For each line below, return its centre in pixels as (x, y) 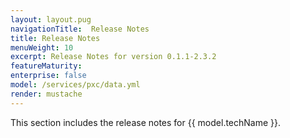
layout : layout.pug (51, 19)
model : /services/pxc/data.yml (75, 85)
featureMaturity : (46, 66)
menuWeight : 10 (42, 47)
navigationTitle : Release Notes (80, 29)
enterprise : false (48, 76)
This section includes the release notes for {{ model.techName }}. (146, 122)
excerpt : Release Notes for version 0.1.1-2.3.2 (113, 57)
